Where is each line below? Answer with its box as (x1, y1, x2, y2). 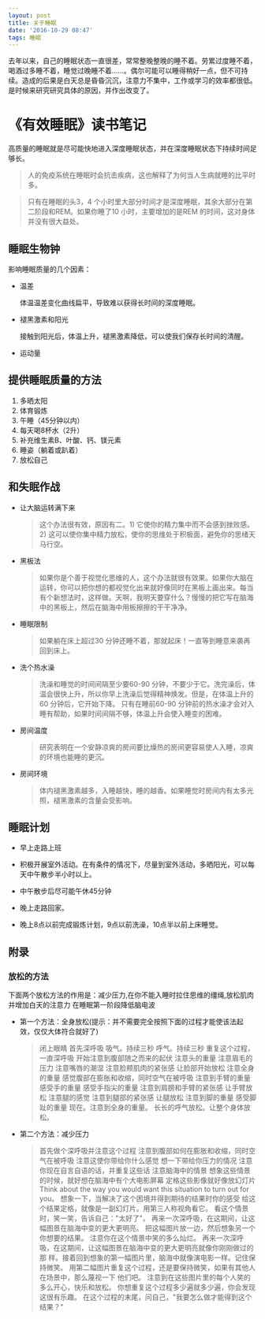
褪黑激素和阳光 (19, 315, 69, 324)
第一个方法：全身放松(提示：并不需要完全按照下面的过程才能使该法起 (19, 1017, 244, 1027)
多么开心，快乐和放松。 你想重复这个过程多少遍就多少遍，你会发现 (39, 1283, 256, 1292)
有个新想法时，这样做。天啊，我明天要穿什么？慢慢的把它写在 (39, 592, 241, 602)
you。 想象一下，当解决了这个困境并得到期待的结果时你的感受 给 (39, 1194, 249, 1203)
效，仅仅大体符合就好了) (19, 1027, 99, 1037)
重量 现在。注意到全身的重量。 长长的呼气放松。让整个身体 (53, 1103, 244, 1112)
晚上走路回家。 (19, 904, 69, 913)
